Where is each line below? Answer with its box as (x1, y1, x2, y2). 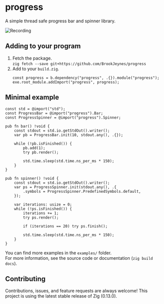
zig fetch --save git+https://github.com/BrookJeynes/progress (12, 61, 147, 66)
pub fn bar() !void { (5, 124, 50, 129)
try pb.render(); (23, 150, 59, 155)
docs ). (5, 260, 17, 266)
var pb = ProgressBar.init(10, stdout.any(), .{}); (14, 132, 123, 138)
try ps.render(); (23, 215, 59, 220)
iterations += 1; (23, 211, 59, 216)
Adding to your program (5, 42, 81, 51)
